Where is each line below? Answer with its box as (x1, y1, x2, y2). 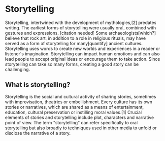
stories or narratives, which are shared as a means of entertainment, (5, 104, 144, 110)
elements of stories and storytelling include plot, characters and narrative (5, 114, 154, 120)
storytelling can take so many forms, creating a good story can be (5, 61, 139, 67)
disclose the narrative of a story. (5, 130, 71, 136)
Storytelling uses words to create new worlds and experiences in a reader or (5, 46, 160, 51)
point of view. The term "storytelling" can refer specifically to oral (5, 119, 138, 125)
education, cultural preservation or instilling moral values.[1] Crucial (5, 109, 142, 115)
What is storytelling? (5, 81, 70, 89)
